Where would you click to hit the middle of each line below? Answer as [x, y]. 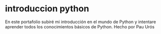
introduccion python [47, 9]
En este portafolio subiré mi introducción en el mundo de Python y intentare [80, 22]
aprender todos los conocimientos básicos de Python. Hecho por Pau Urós [80, 26]
